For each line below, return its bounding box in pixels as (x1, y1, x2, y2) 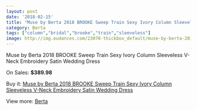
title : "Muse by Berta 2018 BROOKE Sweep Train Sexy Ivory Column (6, 19, 172, 25)
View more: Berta (6, 98, 48, 105)
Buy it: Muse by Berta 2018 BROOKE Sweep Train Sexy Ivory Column (6, 80, 172, 87)
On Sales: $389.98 (6, 69, 53, 76)
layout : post (6, 8, 38, 15)
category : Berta (6, 24, 46, 31)
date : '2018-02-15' (6, 14, 54, 20)
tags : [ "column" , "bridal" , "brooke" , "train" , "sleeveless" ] (6, 30, 151, 36)
